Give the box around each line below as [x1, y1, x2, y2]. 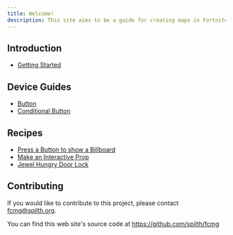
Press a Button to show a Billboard [17, 145, 116, 154]
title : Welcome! [7, 10, 54, 17]
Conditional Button [17, 107, 71, 115]
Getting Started [17, 60, 61, 70]
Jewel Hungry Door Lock [17, 160, 89, 168]
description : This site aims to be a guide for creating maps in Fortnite [7, 17, 228, 24]
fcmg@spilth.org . [7, 206, 57, 214]
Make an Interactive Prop [17, 152, 89, 161]
